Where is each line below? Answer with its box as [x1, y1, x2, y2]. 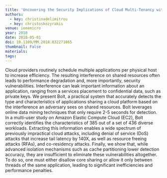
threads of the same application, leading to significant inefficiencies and [5, 162, 153, 168]
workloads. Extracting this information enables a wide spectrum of [5, 125, 141, 131]
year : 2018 [5, 30, 28, 35]
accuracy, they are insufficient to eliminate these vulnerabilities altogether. [5, 152, 158, 158]
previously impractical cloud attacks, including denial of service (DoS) [5, 130, 149, 137]
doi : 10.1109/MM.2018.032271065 [5, 40, 72, 45]
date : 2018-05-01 [5, 35, 41, 40]
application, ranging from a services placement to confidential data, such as [5, 88, 161, 94]
